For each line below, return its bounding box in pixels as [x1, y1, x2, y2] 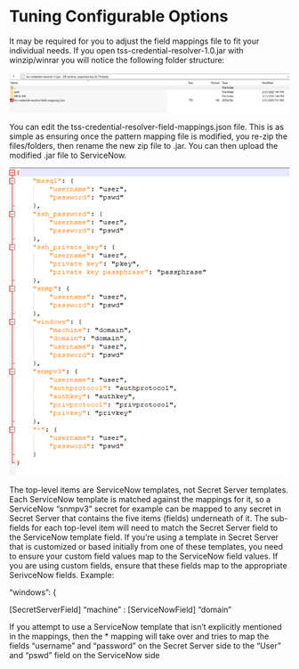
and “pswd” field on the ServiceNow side [9, 649, 160, 660]
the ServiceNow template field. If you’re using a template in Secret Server [9, 532, 279, 543]
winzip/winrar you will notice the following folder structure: [9, 54, 225, 65]
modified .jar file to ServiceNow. [9, 150, 127, 161]
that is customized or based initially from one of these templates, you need [9, 541, 283, 551]
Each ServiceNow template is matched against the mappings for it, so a [9, 494, 271, 504]
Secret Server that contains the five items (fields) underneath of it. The [9, 512, 269, 523]
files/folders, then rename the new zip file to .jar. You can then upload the [9, 141, 279, 151]
